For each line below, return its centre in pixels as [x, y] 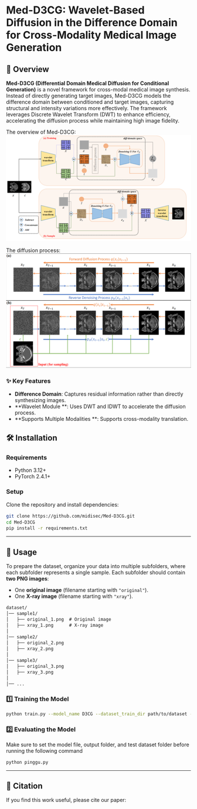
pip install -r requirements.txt [47, 528]
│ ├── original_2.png [35, 643]
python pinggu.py [27, 762]
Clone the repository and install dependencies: [62, 504]
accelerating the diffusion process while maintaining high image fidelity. [93, 120]
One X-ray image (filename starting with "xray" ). [74, 596]
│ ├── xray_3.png [30, 672]
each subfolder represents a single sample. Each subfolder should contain [96, 573]
